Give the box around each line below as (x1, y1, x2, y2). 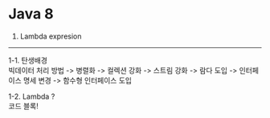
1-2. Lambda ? (8, 92, 55, 101)
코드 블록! (8, 101, 39, 111)
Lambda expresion (19, 31, 82, 41)
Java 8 (8, 5, 54, 23)
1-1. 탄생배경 (8, 55, 48, 65)
